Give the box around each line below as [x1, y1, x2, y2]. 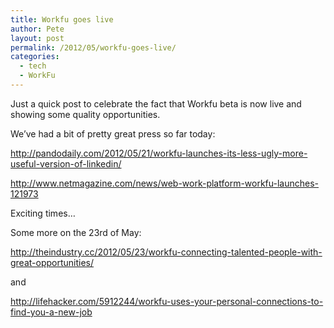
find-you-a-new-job [10, 306, 93, 318]
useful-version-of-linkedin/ [10, 157, 122, 170]
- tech [19, 61, 47, 71]
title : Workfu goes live [10, 14, 114, 25]
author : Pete [10, 24, 65, 34]
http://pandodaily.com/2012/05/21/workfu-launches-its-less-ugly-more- [10, 147, 308, 159]
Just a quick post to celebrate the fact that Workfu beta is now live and [10, 97, 302, 110]
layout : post [10, 33, 65, 43]
